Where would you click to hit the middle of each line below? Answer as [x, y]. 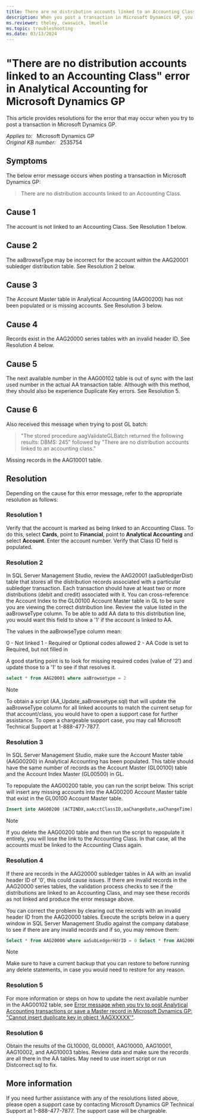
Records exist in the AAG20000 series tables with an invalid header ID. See [98, 339]
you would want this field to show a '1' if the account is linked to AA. [90, 620]
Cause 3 [22, 285]
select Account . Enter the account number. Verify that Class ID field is [92, 541]
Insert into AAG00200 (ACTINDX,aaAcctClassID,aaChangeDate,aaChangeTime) [100, 809]
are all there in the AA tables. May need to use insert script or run [86, 1058]
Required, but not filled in [37, 649]
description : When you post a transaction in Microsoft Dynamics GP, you [100, 17]
